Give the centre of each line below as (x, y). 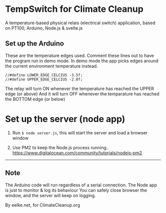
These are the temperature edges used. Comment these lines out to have (80, 55)
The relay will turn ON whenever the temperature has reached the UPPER (80, 88)
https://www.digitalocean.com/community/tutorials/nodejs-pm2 (77, 153)
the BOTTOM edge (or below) (35, 99)
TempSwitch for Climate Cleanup (74, 9)
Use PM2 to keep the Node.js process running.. (61, 147)
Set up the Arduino (35, 44)
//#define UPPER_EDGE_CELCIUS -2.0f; (44, 79)
